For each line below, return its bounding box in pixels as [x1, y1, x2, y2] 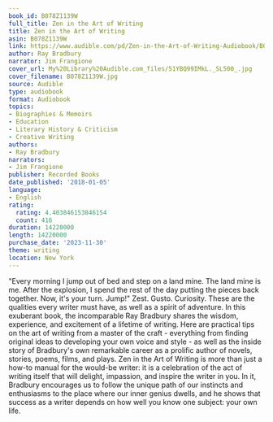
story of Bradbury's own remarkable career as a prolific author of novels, [8, 345, 253, 355]
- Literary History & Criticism [8, 125, 118, 133]
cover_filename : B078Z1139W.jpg [8, 72, 118, 80]
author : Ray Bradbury [8, 50, 82, 58]
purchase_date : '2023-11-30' [8, 239, 107, 247]
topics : [8, 102, 35, 111]
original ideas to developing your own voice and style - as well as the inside [8, 337, 262, 346]
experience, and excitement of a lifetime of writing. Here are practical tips [8, 319, 255, 329]
